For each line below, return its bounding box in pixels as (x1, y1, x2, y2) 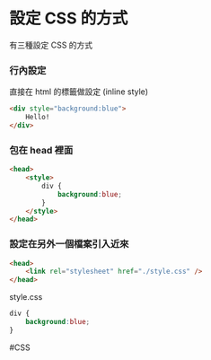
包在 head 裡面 (9, 144, 74, 156)
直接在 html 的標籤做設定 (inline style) (9, 86, 149, 97)
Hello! (25, 113, 50, 122)
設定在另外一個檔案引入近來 (9, 238, 129, 250)
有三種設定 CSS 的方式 (9, 40, 93, 50)
